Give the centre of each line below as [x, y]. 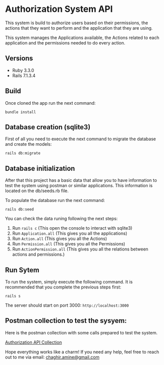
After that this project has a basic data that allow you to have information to [81, 180]
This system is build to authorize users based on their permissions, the [77, 23]
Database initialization [40, 168]
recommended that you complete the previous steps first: [63, 287]
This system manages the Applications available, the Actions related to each [82, 38]
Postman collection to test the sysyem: [66, 321]
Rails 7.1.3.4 [24, 76]
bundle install [21, 112]
